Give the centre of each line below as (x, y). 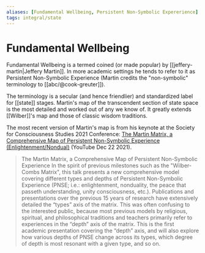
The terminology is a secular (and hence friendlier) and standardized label (100, 96)
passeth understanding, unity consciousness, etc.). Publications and (107, 192)
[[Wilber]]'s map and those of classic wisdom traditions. (77, 116)
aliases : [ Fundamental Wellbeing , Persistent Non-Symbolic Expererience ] (102, 12)
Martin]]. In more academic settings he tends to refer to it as (120, 72)
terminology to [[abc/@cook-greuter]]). (56, 85)
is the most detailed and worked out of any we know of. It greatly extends (99, 109)
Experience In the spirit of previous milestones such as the (95, 165)
